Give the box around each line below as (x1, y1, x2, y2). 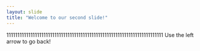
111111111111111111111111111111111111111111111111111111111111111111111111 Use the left (6, 31, 194, 38)
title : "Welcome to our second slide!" (6, 15, 108, 21)
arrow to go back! (6, 38, 51, 45)
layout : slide (6, 8, 43, 15)
